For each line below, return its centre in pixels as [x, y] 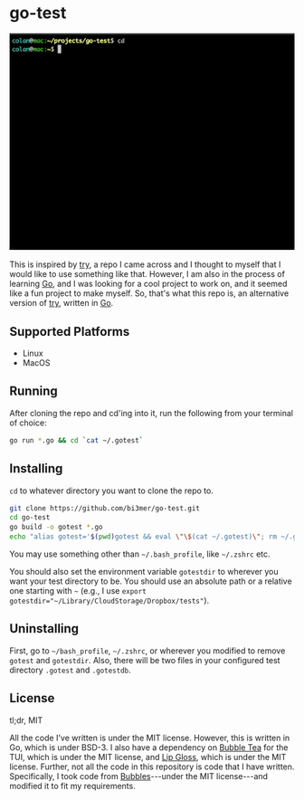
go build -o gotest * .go [56, 528]
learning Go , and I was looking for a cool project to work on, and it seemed [148, 284]
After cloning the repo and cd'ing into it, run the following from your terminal [152, 413]
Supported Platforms [70, 332]
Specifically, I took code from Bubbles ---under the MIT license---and [139, 776]
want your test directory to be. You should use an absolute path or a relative [151, 581]
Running [34, 391]
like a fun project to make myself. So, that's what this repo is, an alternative [149, 293]
